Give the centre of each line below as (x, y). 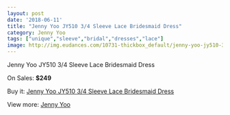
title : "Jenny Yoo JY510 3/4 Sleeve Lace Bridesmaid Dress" (95, 26)
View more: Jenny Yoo (39, 104)
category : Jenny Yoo (37, 33)
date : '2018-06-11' (35, 20)
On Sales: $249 (29, 78)
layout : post (26, 13)
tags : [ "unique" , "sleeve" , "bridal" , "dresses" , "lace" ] (86, 39)
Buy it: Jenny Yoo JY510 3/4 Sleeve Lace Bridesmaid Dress (91, 91)
